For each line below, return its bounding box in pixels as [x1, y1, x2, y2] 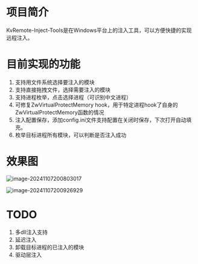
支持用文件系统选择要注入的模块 [14, 78, 95, 86]
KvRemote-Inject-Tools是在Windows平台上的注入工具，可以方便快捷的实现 [6, 27, 192, 34]
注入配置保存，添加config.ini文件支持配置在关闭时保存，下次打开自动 [14, 116, 187, 124]
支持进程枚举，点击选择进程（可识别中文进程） [14, 93, 132, 101]
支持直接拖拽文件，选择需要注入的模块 [14, 86, 110, 93]
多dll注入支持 [14, 228, 48, 236]
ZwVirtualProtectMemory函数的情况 [14, 108, 104, 116]
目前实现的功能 [6, 58, 81, 71]
